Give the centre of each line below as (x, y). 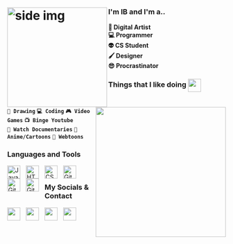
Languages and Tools (44, 155)
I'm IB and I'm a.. (137, 12)
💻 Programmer (131, 35)
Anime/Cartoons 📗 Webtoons (45, 137)
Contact (59, 196)
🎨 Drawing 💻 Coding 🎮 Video (49, 112)
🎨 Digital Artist (130, 27)
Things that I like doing (148, 85)
